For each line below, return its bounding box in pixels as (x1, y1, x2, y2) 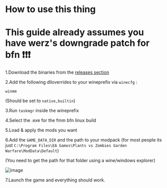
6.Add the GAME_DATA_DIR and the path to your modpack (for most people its (5, 137, 162, 143)
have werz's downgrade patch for (5, 37, 150, 49)
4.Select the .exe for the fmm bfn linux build (5, 117, 97, 123)
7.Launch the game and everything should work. (5, 177, 105, 183)
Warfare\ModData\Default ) (5, 148, 59, 154)
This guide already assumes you (5, 27, 144, 38)
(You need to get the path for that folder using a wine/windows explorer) (5, 158, 155, 164)
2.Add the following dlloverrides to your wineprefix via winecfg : (5, 79, 138, 85)
